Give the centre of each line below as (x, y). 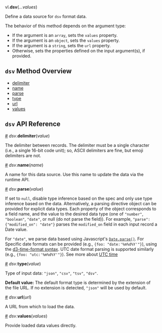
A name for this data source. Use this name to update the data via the (74, 174)
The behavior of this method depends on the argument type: (65, 26)
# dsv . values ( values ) (26, 316)
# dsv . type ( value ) (23, 263)
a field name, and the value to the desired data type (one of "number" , (74, 214)
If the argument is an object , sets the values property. (66, 40)
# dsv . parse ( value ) (24, 189)
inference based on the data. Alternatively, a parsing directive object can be (81, 203)
